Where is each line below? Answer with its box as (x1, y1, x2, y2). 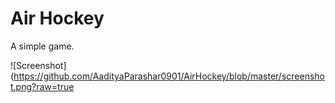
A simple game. (10, 40, 75, 52)
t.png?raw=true (10, 80, 75, 92)
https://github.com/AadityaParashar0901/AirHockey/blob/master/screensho (13, 70, 325, 82)
